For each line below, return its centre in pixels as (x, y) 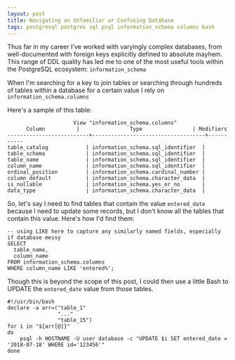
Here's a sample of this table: (50, 110)
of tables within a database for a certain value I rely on (86, 90)
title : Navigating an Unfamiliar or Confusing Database (90, 20)
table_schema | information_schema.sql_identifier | (106, 154)
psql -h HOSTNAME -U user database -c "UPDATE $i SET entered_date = (124, 339)
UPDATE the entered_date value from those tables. (80, 289)
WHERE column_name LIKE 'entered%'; (61, 269)
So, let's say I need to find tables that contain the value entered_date (106, 204)
